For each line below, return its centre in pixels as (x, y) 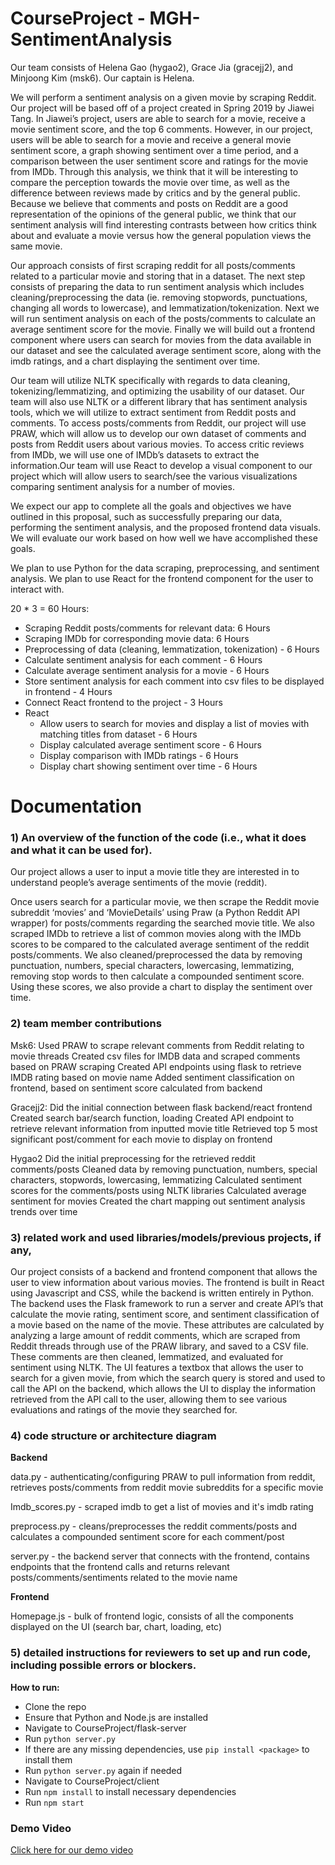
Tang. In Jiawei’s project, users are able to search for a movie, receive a (158, 118)
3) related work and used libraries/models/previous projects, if (166, 1237)
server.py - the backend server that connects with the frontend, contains (160, 1556)
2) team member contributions (86, 1024)
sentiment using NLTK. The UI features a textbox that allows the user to (157, 1368)
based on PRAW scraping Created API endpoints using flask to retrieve (156, 1066)
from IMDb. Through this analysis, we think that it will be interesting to (154, 171)
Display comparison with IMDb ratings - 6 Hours (139, 755)
